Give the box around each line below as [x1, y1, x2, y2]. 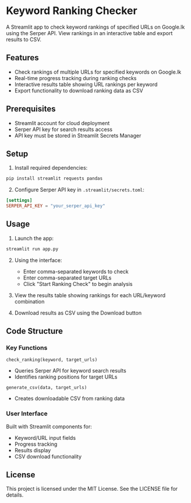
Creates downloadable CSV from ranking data [14, 395, 125, 402]
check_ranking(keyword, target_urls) [6, 357, 98, 363]
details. [6, 491, 24, 498]
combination [14, 298, 45, 305]
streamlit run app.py [6, 246, 59, 252]
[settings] [6, 198, 33, 204]
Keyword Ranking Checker [6, 4, 138, 18]
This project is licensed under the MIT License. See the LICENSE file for [6, 485, 178, 492]
